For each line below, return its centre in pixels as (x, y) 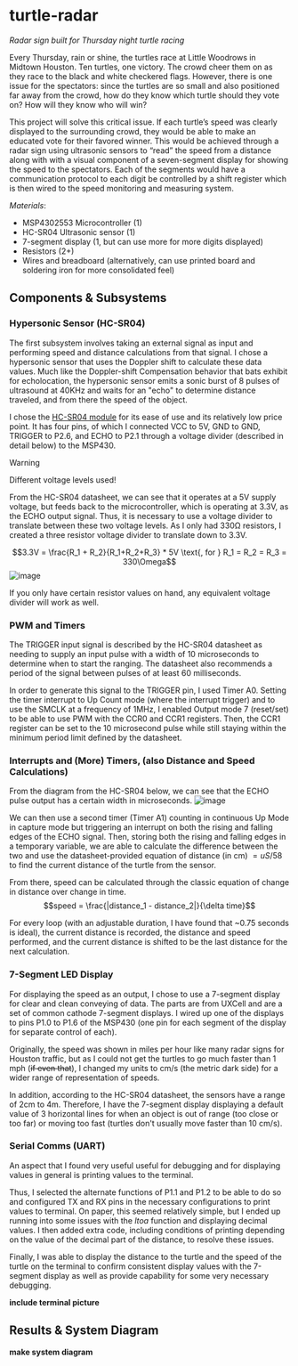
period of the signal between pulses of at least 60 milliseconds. (125, 672)
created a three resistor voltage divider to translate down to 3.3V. (128, 534)
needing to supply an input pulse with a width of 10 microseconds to (134, 654)
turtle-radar (54, 16)
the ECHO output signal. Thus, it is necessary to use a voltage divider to (141, 516)
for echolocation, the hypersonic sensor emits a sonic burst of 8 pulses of (145, 380)
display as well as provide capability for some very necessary (156, 1275)
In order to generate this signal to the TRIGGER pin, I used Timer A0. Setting (148, 690)
